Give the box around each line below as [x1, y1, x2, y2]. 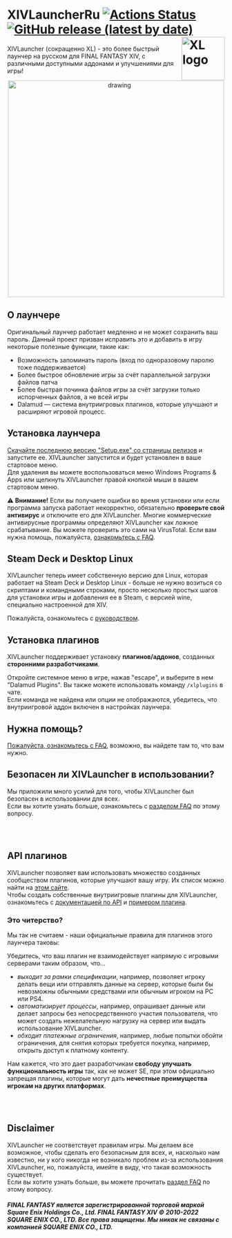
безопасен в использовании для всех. [7, 794, 120, 803]
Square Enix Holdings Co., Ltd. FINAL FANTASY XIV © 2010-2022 [7, 1208, 199, 1217]
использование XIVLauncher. [17, 1024, 103, 1032]
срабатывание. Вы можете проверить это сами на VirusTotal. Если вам [7, 525, 217, 533]
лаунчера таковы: [7, 938, 60, 946]
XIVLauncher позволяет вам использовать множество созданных [7, 868, 201, 876]
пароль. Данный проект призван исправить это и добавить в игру [7, 335, 202, 343]
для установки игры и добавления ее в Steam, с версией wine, [7, 593, 193, 602]
